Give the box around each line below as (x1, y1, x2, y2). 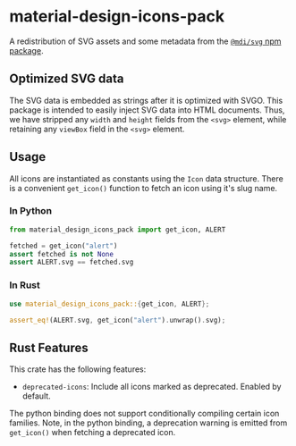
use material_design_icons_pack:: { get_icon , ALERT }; (9, 299, 210, 308)
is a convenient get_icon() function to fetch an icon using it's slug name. (9, 182, 278, 193)
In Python (9, 205, 52, 217)
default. (21, 391, 51, 401)
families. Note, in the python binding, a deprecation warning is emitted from (9, 417, 288, 428)
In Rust (9, 279, 40, 291)
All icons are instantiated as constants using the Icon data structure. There (9, 173, 283, 184)
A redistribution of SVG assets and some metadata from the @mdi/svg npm (9, 36, 282, 46)
